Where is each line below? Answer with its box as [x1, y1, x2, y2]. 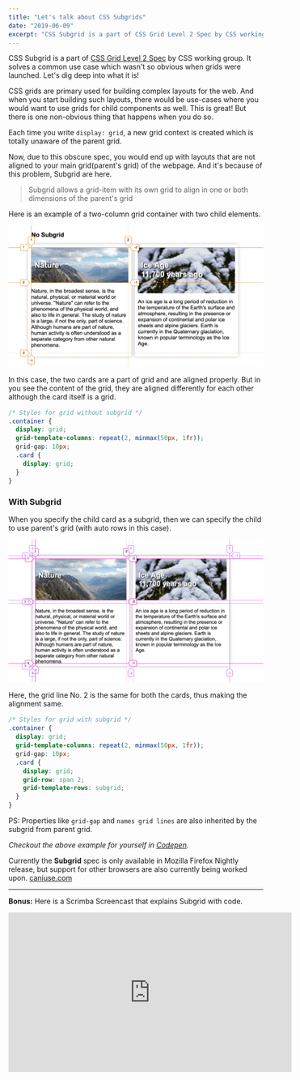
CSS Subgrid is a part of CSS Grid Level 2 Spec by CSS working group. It [8, 53, 251, 63]
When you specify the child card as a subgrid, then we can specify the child [8, 514, 262, 524]
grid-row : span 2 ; [23, 775, 85, 783]
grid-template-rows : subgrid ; [23, 784, 125, 792]
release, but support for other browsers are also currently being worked [8, 864, 248, 874]
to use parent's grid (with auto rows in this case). [8, 523, 171, 532]
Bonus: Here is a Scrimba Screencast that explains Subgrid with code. [8, 896, 243, 907]
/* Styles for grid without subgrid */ [8, 408, 143, 416]
